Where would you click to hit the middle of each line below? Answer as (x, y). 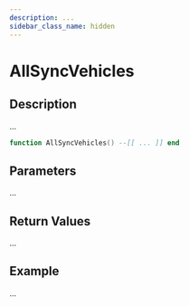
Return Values (50, 221)
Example (34, 271)
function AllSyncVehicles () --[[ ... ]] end (94, 143)
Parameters (43, 171)
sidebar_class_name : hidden (62, 26)
